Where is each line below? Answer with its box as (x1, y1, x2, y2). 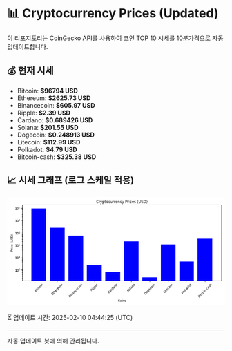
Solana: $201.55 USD (17, 123, 79, 131)
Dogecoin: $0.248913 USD (17, 131, 95, 139)
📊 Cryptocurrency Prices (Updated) (7, 6, 219, 21)
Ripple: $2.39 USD (17, 108, 71, 117)
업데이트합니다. (7, 42, 48, 50)
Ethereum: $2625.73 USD (17, 94, 91, 102)
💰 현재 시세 (7, 65, 54, 77)
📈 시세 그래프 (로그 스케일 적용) (7, 174, 135, 187)
